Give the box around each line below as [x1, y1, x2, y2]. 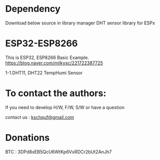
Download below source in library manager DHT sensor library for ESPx [5, 20, 155, 26]
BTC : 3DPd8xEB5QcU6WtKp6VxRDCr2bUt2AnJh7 [5, 148, 112, 155]
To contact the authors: [5, 87, 107, 99]
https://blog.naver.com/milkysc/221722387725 [5, 59, 103, 66]
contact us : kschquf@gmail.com [5, 114, 75, 120]
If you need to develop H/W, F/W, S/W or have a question [5, 104, 124, 110]
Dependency [5, 3, 61, 15]
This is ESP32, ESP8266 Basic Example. [5, 54, 89, 60]
